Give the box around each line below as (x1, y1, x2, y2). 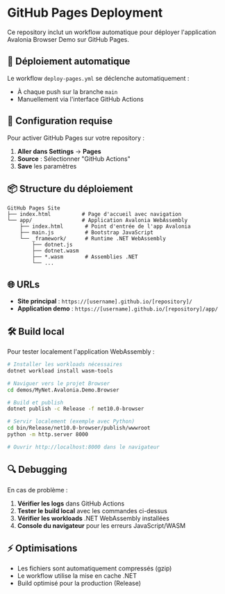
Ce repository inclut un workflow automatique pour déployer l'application (7, 28, 217, 36)
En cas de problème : (7, 485, 68, 494)
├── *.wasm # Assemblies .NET (32, 253, 138, 260)
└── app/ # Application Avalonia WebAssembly (7, 217, 188, 224)
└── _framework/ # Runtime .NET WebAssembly (19, 235, 167, 242)
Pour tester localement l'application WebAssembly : (7, 347, 155, 356)
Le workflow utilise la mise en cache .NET (17, 572, 137, 580)
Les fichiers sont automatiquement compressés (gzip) (17, 564, 172, 572)
